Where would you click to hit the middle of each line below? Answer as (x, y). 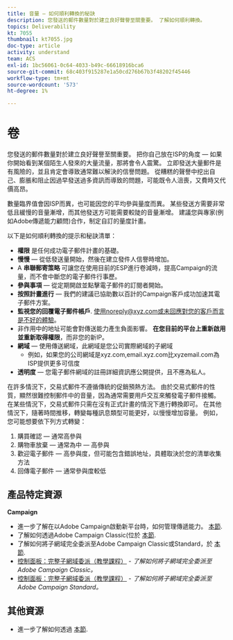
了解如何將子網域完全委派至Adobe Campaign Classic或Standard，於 (115, 544)
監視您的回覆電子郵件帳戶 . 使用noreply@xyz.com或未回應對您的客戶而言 (121, 311)
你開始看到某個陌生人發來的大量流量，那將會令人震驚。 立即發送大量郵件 (111, 163)
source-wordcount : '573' (43, 85)
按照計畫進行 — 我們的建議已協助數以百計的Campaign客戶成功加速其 (115, 294)
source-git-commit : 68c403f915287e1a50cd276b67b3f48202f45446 (99, 71)
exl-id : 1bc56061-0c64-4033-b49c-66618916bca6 (76, 65)
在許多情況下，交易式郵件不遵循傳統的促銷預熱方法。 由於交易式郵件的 (108, 387)
